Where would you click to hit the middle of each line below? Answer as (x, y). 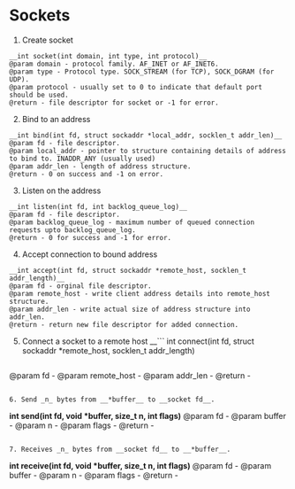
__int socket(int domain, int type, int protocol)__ (108, 56)
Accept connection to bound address (90, 254)
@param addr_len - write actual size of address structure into (130, 309)
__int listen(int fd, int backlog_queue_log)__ (98, 206)
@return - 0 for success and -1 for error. (91, 237)
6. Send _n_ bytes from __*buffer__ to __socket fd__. (112, 400)
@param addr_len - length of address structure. (100, 166)
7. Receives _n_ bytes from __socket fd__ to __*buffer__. (120, 449)
